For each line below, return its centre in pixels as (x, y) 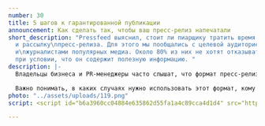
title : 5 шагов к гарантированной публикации (84, 23)
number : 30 (26, 15)
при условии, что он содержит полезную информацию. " (105, 60)
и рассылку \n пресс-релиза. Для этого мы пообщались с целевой (119, 45)
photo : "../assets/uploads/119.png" (68, 95)
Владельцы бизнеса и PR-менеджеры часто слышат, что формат (116, 74)
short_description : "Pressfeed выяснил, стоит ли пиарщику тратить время (132, 37)
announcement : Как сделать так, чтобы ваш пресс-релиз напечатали (119, 30)
